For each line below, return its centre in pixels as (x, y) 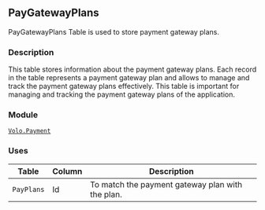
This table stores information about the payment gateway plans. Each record (132, 69)
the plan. (106, 194)
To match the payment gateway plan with (166, 184)
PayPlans (28, 189)
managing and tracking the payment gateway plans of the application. (121, 94)
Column (67, 171)
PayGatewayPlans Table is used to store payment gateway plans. (114, 31)
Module (23, 115)
